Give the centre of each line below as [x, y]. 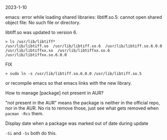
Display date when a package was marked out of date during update [77, 123]
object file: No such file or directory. [43, 23]
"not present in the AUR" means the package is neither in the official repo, [83, 103]
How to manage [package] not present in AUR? [55, 93]
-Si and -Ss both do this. [31, 133]
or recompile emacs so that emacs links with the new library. [69, 83]
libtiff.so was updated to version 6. [41, 32]
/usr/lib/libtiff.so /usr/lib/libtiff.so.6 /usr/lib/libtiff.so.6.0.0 [84, 46]
